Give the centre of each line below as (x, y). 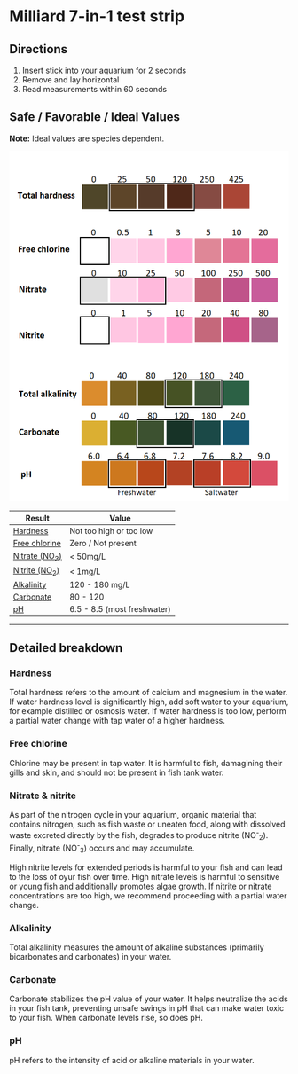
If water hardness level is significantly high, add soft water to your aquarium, (149, 702)
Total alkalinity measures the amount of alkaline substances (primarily (137, 947)
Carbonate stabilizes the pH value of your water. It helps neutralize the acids (149, 999)
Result (38, 518)
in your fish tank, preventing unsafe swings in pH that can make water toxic (147, 1008)
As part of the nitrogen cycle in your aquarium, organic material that (133, 814)
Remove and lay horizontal (71, 80)
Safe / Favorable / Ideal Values (94, 117)
